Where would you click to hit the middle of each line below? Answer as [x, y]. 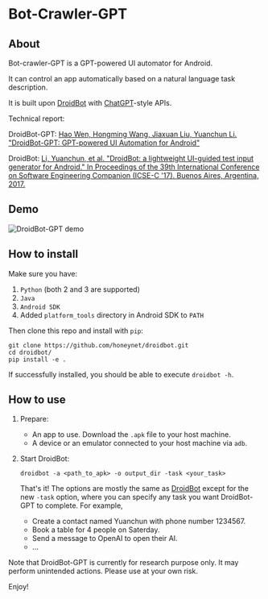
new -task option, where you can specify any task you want [120, 497]
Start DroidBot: [45, 459]
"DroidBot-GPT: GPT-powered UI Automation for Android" [104, 143]
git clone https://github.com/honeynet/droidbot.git [99, 345]
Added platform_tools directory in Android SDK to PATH [112, 314]
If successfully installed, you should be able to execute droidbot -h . [121, 374]
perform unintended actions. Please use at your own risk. [103, 571]
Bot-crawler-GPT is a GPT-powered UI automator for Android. [111, 63]
